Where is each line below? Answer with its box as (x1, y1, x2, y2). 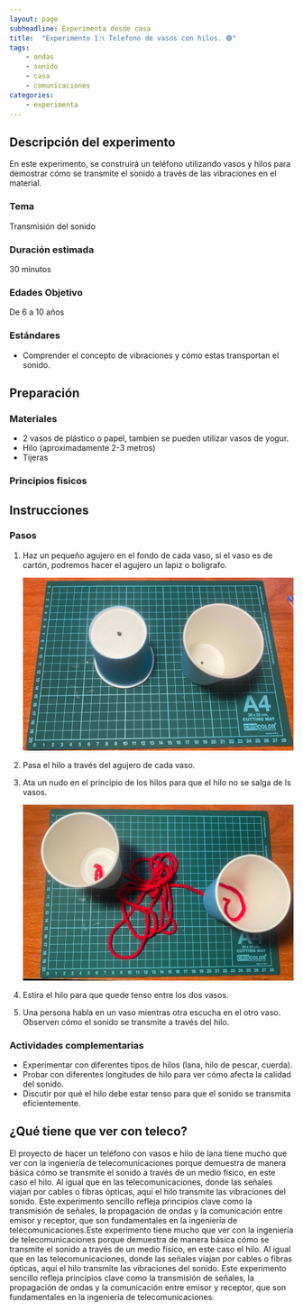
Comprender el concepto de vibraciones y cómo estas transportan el (22, 350, 280, 361)
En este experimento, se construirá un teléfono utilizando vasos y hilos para (9, 159, 291, 170)
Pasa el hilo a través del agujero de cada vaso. (22, 760, 196, 771)
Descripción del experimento (9, 134, 176, 150)
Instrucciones (9, 502, 89, 518)
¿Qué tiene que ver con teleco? (9, 1123, 188, 1140)
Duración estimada (9, 243, 95, 256)
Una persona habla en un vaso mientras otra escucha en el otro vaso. (22, 1006, 281, 1018)
